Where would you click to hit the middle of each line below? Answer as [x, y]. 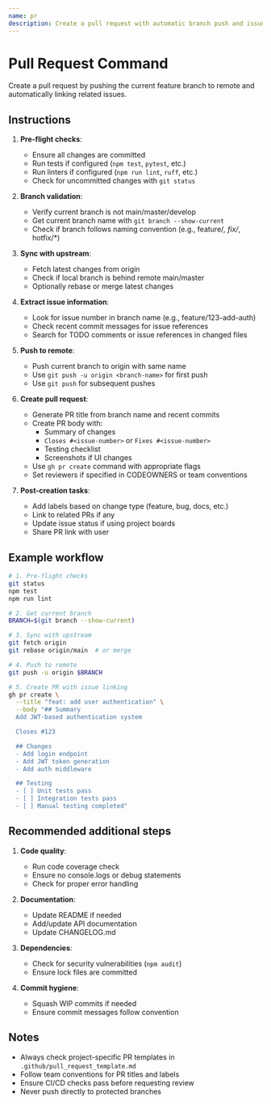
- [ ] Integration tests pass [66, 799]
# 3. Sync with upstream [50, 636]
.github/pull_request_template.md [78, 1066]
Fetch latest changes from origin [86, 269]
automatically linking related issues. [68, 95]
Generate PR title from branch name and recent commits [126, 415]
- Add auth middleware [54, 769]
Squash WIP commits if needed [84, 1003]
